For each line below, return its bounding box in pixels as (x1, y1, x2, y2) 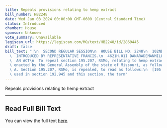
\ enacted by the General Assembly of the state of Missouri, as (9, 63, 148, 67)
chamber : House (5, 26, 37, 31)
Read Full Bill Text (5, 105, 61, 113)
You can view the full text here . (5, 118, 69, 124)
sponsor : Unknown (5, 30, 41, 35)
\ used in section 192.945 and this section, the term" (9, 72, 128, 77)
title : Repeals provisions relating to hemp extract (5, 7, 117, 12)
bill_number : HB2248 (5, 12, 48, 17)
